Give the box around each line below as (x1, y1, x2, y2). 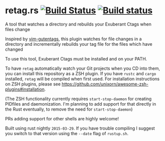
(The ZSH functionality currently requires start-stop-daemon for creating (5, 96, 152, 102)
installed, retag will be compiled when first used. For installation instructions (5, 76, 160, 82)
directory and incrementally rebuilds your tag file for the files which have (5, 41, 153, 47)
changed (5, 46, 23, 52)
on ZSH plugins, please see (5, 81, 61, 87)
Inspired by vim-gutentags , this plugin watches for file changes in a (5, 36, 142, 42)
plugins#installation (5, 86, 45, 92)
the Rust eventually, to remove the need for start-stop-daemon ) (5, 106, 133, 112)
